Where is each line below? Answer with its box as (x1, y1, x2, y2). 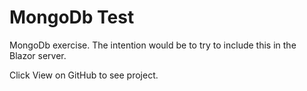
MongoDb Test (9, 6, 135, 29)
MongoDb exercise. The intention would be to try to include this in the (9, 39, 297, 51)
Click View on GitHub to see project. (9, 69, 159, 81)
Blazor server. (9, 49, 67, 61)
